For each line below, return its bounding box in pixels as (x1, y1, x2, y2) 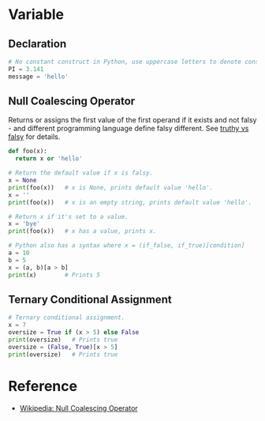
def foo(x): (8, 148, 47, 156)
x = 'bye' (8, 220, 41, 228)
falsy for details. (8, 132, 61, 141)
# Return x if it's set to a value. (8, 212, 129, 220)
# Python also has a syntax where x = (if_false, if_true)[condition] (8, 242, 245, 250)
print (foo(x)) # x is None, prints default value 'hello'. (8, 183, 214, 191)
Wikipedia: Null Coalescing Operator (19, 403, 138, 412)
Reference (8, 377, 77, 395)
